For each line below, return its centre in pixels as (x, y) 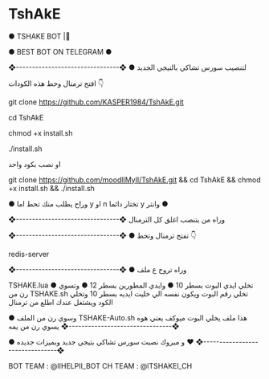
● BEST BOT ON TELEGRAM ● (60, 51)
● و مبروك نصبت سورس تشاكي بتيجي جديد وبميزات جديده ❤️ (101, 341)
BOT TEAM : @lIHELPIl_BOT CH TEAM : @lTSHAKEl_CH (100, 365)
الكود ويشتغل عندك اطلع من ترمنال (61, 302)
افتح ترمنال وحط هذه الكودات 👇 (56, 83)
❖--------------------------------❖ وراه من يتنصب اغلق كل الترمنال (117, 219)
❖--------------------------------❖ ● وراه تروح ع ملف (98, 269)
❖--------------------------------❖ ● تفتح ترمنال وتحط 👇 (102, 235)
